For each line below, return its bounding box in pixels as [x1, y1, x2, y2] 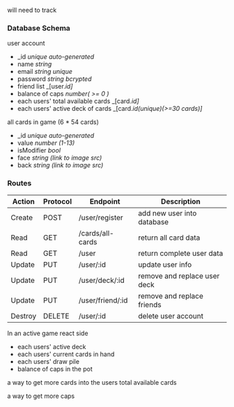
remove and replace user [138, 271, 220, 281]
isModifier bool [17, 146, 61, 155]
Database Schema [7, 23, 71, 33]
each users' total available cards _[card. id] [17, 97, 139, 105]
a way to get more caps [7, 392, 75, 400]
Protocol [42, 197, 72, 206]
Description [161, 197, 201, 206]
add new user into [138, 208, 197, 218]
